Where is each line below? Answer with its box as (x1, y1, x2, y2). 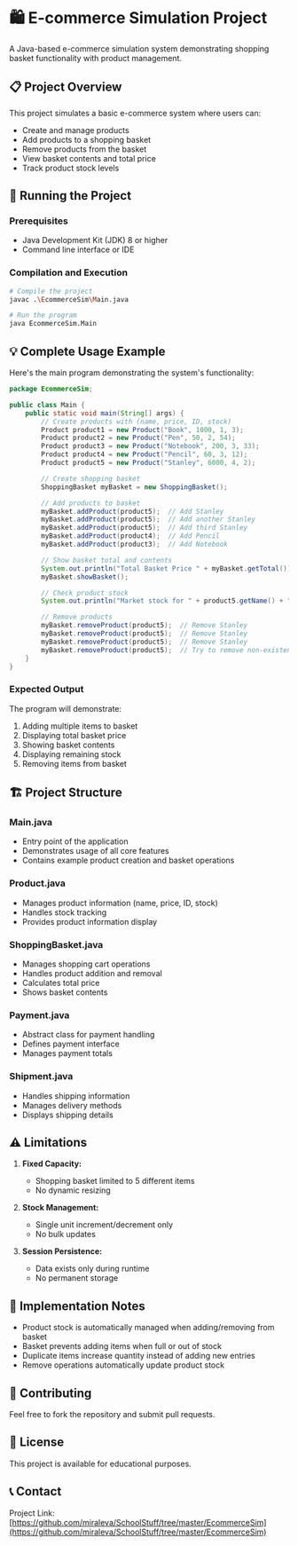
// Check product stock (41, 588, 129, 597)
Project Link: (9, 1507, 55, 1518)
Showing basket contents (21, 739, 115, 750)
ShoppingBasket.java (9, 938, 104, 950)
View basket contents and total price (21, 153, 157, 163)
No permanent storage (35, 1273, 119, 1283)
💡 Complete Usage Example (9, 343, 166, 359)
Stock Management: (21, 1203, 99, 1213)
